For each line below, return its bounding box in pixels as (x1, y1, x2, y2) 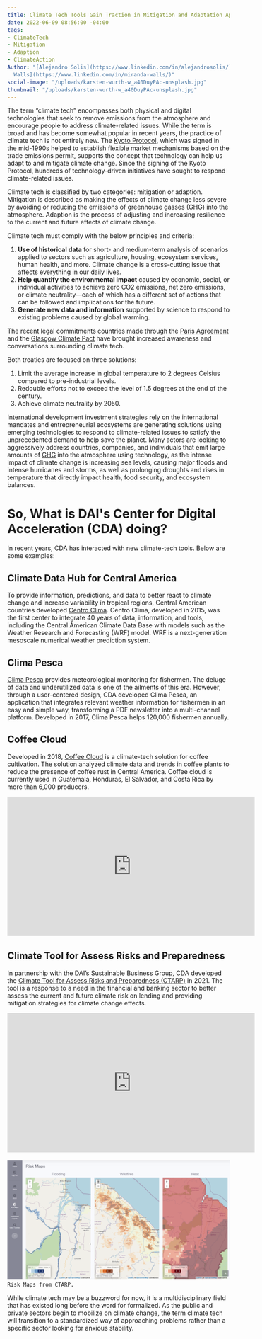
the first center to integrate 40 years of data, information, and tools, (7, 613, 204, 622)
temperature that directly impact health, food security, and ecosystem (7, 473, 211, 482)
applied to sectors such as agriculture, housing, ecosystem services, (17, 253, 218, 261)
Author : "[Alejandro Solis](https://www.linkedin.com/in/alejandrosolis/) (7, 64, 232, 71)
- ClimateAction (7, 57, 55, 64)
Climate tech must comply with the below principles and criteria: (7, 232, 194, 240)
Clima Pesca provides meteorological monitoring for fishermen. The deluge (7, 675, 226, 683)
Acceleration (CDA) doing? (7, 520, 168, 537)
